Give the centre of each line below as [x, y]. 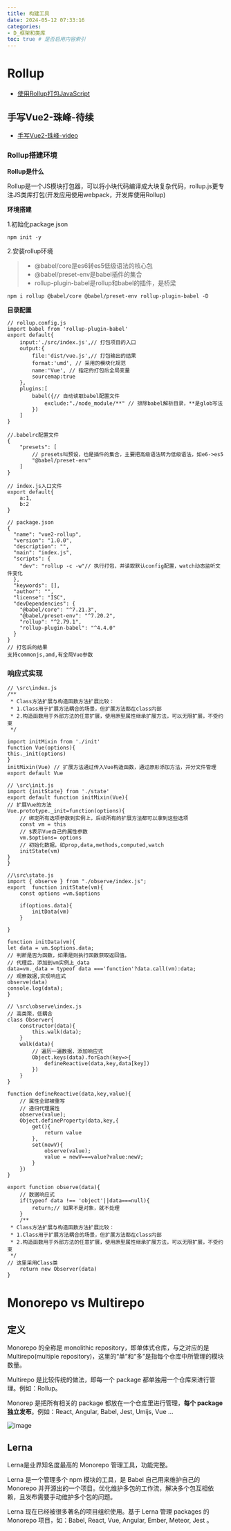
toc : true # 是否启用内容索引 [47, 39]
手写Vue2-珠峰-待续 [51, 117]
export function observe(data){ [54, 1188]
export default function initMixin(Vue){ [68, 798]
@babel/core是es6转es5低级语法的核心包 [94, 266]
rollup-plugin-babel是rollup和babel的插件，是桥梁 [105, 283]
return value [63, 1133]
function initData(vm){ [41, 942]
